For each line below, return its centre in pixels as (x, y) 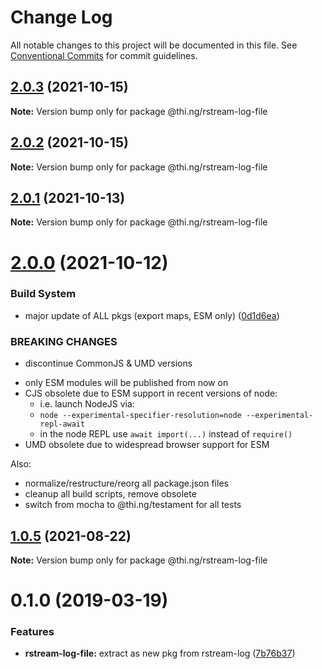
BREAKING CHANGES (64, 341)
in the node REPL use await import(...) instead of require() (166, 434)
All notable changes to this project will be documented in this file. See (154, 45)
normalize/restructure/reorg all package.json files (126, 483)
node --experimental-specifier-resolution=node (140, 416)
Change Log (61, 17)
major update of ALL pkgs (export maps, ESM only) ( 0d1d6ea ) (152, 315)
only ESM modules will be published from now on (126, 383)
